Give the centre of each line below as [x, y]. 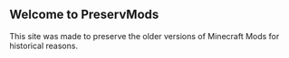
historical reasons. [44, 46]
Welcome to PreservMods [84, 15]
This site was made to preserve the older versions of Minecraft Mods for [144, 36]
